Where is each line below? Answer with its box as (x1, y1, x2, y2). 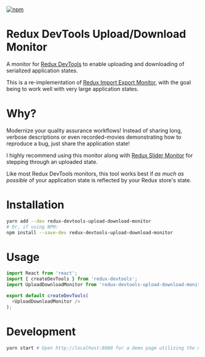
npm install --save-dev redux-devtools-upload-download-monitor (6, 229, 173, 235)
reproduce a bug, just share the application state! (6, 139, 130, 147)
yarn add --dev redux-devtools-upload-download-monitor (6, 218, 151, 224)
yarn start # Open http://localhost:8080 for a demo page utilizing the (6, 345, 195, 351)
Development (6, 325, 76, 339)
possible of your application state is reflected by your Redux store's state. (6, 176, 192, 183)
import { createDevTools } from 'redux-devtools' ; (6, 276, 138, 282)
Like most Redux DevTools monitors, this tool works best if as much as (6, 170, 184, 177)
